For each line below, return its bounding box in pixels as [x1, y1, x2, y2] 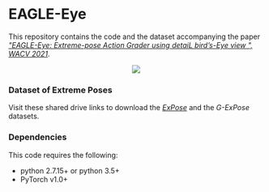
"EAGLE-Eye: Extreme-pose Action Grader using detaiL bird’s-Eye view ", [8, 40, 254, 49]
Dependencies [8, 131, 67, 143]
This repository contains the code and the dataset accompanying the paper [8, 32, 261, 41]
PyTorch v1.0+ [19, 174, 69, 184]
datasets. [8, 111, 40, 122]
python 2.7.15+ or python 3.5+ [19, 165, 120, 175]
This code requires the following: [8, 150, 118, 160]
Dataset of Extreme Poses [8, 84, 113, 96]
